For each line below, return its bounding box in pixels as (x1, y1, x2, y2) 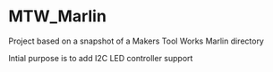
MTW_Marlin (8, 6, 107, 27)
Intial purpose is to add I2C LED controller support (8, 52, 193, 63)
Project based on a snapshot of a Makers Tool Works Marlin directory (8, 36, 265, 46)
